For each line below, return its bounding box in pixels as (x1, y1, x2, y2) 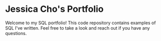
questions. (5, 30, 27, 36)
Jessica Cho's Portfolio (5, 3, 104, 15)
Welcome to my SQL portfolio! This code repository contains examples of (5, 20, 156, 26)
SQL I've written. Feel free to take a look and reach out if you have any (5, 25, 150, 31)
